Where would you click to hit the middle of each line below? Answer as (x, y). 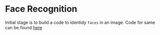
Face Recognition (41, 9)
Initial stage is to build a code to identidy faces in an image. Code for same (80, 22)
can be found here (24, 27)
